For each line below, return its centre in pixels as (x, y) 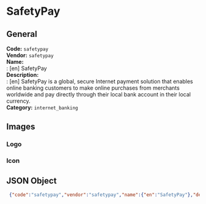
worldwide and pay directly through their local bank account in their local (99, 94)
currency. (18, 101)
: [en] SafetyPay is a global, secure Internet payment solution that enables (100, 81)
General (22, 34)
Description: (22, 75)
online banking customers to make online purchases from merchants (93, 88)
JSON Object (32, 180)
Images (21, 127)
